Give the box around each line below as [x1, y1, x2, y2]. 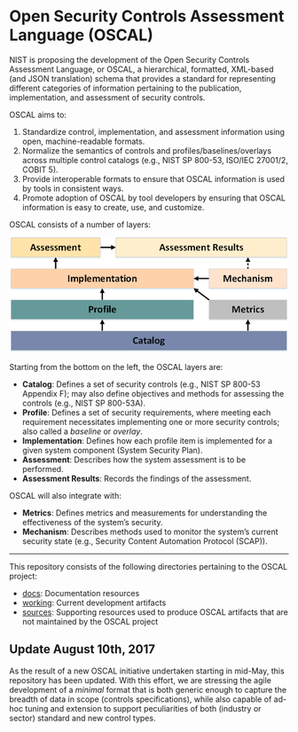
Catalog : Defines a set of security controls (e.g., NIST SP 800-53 [21, 379, 261, 390]
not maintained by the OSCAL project [21, 616, 158, 626]
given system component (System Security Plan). [21, 445, 203, 455]
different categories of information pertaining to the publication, [9, 83, 242, 93]
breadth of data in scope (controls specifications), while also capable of [9, 694, 272, 704]
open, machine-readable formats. [21, 136, 145, 146]
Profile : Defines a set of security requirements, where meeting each [21, 406, 271, 418]
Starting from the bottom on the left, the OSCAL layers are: [9, 361, 223, 372]
